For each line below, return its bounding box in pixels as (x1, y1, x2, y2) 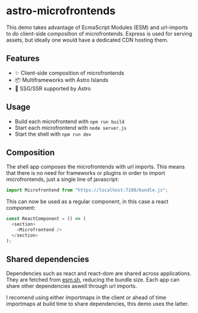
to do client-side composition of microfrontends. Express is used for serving (6, 30, 193, 37)
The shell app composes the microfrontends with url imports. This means (6, 163, 185, 170)
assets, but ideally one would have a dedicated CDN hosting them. (6, 36, 169, 43)
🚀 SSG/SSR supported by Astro (14, 85, 91, 92)
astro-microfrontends (6, 4, 116, 18)
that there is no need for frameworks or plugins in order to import (6, 170, 165, 177)
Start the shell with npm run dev (14, 130, 92, 138)
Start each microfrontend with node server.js (14, 124, 127, 131)
